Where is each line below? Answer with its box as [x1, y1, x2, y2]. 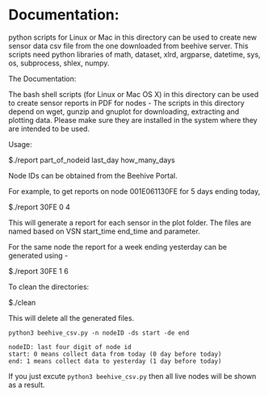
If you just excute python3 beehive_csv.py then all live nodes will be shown [8, 371, 257, 381]
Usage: [8, 139, 32, 149]
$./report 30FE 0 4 [8, 202, 71, 212]
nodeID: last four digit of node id [8, 343, 132, 351]
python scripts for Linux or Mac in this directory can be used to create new [8, 32, 258, 42]
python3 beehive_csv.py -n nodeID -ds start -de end [8, 329, 190, 337]
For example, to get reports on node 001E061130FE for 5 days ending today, [8, 186, 261, 196]
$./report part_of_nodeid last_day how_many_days [8, 155, 175, 165]
